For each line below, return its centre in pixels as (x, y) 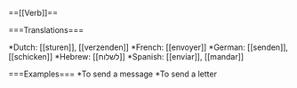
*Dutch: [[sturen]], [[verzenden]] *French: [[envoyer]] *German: (127, 47)
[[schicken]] (31, 56)
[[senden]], (268, 47)
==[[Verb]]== (33, 13)
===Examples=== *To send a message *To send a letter (112, 74)
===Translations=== (46, 30)
